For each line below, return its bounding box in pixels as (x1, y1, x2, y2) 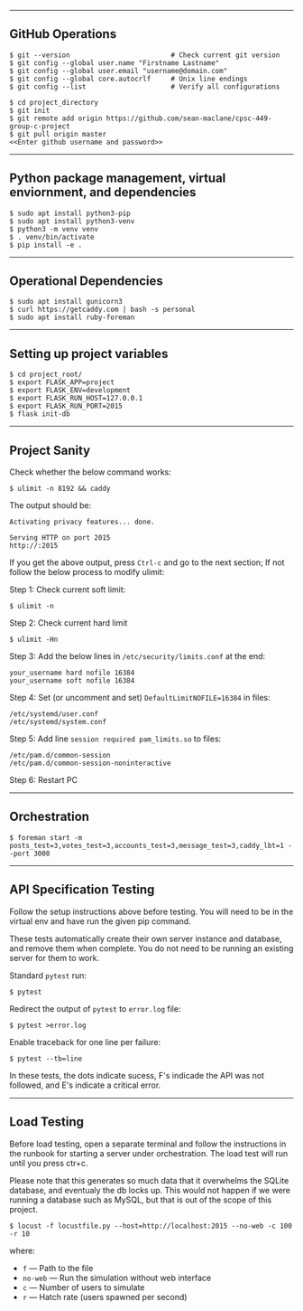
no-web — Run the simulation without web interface (22, 1272, 212, 1283)
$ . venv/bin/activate (9, 232, 95, 241)
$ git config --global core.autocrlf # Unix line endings (9, 74, 248, 83)
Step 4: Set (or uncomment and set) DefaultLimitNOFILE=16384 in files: (9, 693, 271, 703)
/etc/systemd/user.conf (9, 710, 99, 719)
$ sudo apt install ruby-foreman (9, 313, 135, 322)
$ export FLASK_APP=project (9, 378, 115, 387)
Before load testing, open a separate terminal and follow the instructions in (9, 1138, 287, 1149)
